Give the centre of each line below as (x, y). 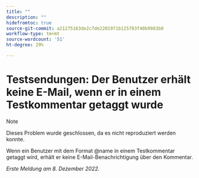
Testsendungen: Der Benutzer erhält (98, 79)
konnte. (15, 139)
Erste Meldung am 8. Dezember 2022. (53, 168)
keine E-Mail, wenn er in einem (84, 92)
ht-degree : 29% (25, 45)
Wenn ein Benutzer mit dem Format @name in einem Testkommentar (91, 151)
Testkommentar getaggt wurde (85, 105)
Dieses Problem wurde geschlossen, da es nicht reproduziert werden (91, 133)
